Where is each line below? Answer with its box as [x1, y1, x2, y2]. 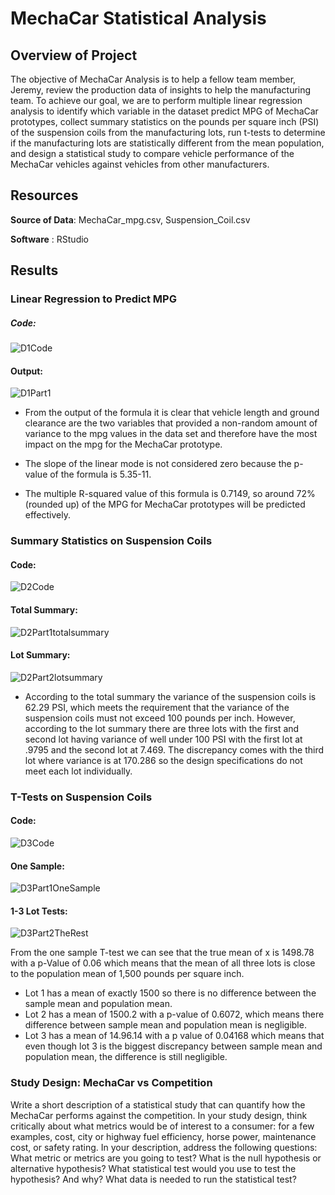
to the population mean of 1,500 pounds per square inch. [10, 968, 245, 980]
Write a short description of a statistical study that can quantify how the [10, 1098, 306, 1111]
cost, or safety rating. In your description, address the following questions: [10, 1141, 318, 1153]
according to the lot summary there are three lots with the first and [24, 722, 300, 734]
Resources [10, 187, 79, 204]
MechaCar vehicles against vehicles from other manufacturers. [10, 158, 270, 170]
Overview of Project [10, 47, 138, 64]
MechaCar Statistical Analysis [10, 7, 267, 30]
